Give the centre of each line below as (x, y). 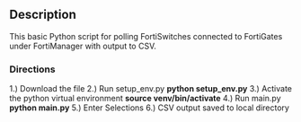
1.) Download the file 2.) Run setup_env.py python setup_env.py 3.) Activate (151, 89)
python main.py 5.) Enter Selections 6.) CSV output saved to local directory (150, 108)
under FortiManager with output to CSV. (83, 46)
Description (43, 15)
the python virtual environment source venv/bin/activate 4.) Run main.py (145, 99)
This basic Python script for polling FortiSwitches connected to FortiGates (146, 36)
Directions (32, 69)
